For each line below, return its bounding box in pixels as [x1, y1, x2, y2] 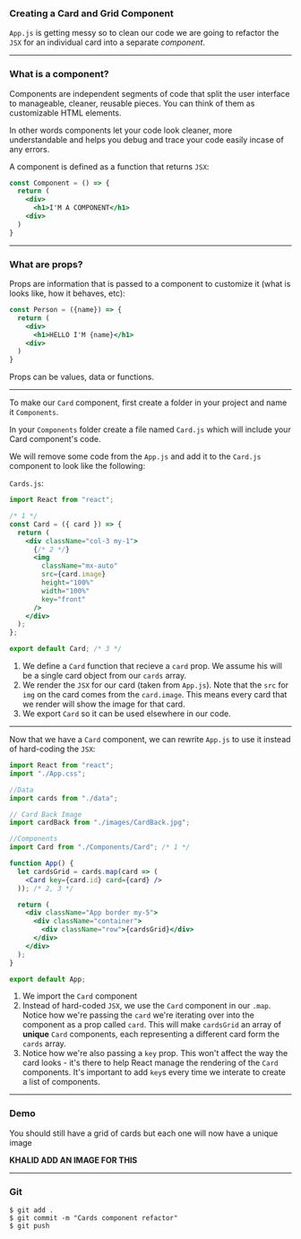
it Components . [9, 407, 59, 418]
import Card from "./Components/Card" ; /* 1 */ [9, 843, 191, 852]
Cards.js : [9, 478, 45, 489]
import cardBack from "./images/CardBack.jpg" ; [9, 819, 191, 827]
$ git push [9, 1221, 50, 1230]
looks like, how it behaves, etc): [9, 288, 125, 299]
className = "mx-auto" [41, 561, 118, 571]
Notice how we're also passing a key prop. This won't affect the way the [21, 1048, 288, 1059]
